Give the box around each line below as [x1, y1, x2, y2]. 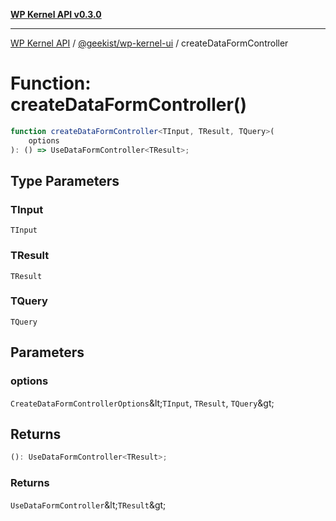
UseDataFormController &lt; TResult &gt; [10, 499, 167, 511]
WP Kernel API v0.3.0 [10, 9, 102, 20]
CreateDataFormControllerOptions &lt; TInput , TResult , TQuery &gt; [10, 397, 275, 409]
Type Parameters [10, 172, 120, 189]
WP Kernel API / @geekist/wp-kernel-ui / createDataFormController [10, 37, 289, 49]
